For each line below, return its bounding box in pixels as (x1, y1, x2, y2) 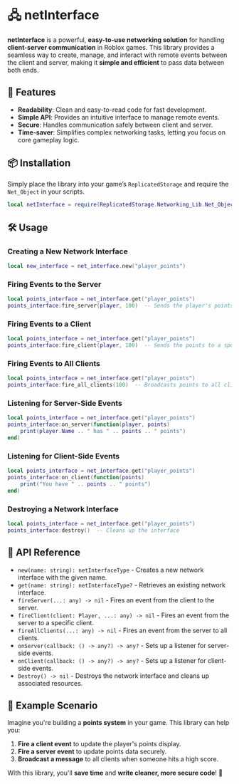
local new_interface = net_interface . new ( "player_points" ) (7, 263, 186, 270)
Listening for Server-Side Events (7, 398, 123, 408)
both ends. (7, 66, 39, 74)
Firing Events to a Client (7, 319, 91, 329)
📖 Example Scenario (7, 699, 98, 711)
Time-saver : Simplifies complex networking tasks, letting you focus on (17, 127, 226, 137)
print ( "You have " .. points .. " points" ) (20, 480, 152, 488)
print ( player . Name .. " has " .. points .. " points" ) (20, 428, 186, 435)
